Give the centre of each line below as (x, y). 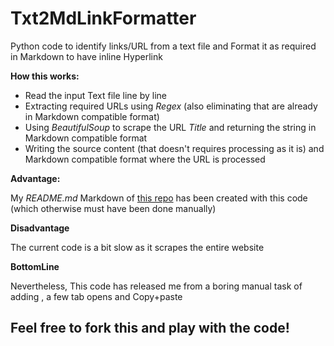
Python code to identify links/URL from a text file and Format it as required (163, 46)
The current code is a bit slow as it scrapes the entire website (137, 247)
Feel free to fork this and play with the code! (150, 328)
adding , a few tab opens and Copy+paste (96, 296)
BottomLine (35, 266)
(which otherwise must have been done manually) (113, 208)
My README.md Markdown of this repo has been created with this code (159, 198)
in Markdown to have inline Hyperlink (86, 56)
